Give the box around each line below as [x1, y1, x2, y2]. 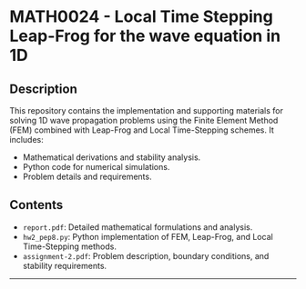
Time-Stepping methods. [22, 241, 117, 252]
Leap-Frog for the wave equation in [9, 25, 280, 46]
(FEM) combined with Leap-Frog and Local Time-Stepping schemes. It [9, 125, 275, 135]
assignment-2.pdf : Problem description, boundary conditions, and [22, 250, 270, 261]
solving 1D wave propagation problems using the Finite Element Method [9, 115, 279, 125]
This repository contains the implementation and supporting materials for [9, 105, 284, 115]
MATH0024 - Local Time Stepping [9, 6, 273, 27]
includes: [9, 135, 44, 144]
